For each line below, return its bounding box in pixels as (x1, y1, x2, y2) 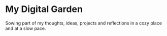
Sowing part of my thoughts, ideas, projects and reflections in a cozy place (5, 20, 162, 26)
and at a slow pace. (5, 25, 46, 31)
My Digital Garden (5, 3, 83, 15)
